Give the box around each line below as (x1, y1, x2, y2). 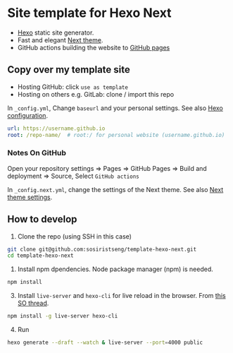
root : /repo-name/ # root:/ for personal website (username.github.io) (7, 131, 225, 138)
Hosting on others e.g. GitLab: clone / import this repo (17, 90, 175, 98)
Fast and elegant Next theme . (17, 35, 103, 44)
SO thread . (17, 299, 49, 308)
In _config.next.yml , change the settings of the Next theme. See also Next (7, 185, 224, 193)
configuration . (7, 111, 48, 119)
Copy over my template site (7, 64, 130, 76)
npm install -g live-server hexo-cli (7, 313, 118, 320)
